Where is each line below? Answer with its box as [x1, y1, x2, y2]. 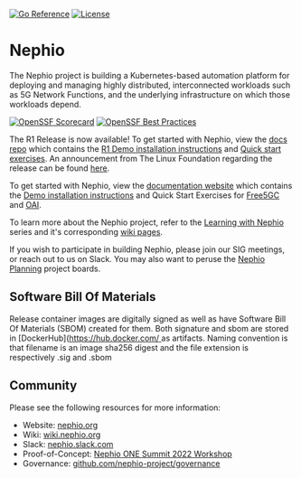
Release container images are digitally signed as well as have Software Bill [9, 313, 287, 324]
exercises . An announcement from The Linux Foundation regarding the [9, 153, 273, 164]
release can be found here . [9, 163, 110, 173]
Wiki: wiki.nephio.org [22, 429, 101, 440]
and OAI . [9, 199, 42, 210]
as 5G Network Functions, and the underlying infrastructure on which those [9, 89, 291, 99]
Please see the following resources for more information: [9, 402, 221, 413]
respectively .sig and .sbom [9, 351, 112, 362]
